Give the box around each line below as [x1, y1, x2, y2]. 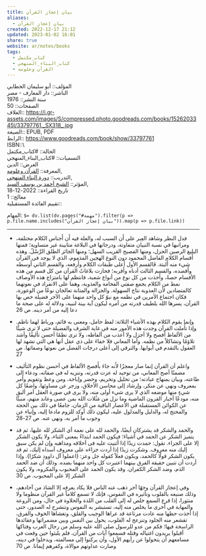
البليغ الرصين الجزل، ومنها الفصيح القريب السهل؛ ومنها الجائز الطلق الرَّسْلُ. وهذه [15, 247, 198, 255]
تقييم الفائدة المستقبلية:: [7, 200, 62, 207]
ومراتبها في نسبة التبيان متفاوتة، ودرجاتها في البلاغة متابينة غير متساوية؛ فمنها [15, 241, 189, 249]
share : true [7, 37, 37, 43]
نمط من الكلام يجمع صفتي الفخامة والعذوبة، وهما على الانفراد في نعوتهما [15, 280, 180, 288]
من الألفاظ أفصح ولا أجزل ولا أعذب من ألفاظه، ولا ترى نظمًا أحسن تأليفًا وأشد [15, 331, 191, 339]
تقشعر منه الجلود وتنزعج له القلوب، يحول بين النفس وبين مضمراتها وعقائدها [15, 516, 188, 524]
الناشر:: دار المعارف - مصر [7, 89, 68, 97]
